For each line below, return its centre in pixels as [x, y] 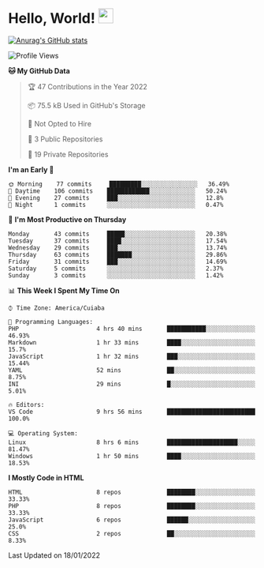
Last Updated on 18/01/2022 [54, 555]
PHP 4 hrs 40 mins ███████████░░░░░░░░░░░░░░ [132, 329]
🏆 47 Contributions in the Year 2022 [87, 86]
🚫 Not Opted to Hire [59, 123]
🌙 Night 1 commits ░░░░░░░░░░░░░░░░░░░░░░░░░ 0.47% [116, 205]
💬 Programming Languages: [50, 322]
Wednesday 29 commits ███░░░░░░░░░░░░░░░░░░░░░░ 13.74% [117, 248]
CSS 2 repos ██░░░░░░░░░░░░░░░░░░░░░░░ [132, 533]
